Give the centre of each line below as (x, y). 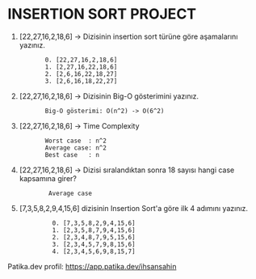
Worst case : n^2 (76, 141)
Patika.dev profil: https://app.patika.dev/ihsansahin (92, 266)
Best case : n (72, 154)
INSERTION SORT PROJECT (102, 14)
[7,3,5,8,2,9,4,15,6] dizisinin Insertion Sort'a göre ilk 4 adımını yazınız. (133, 208)
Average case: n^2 (76, 148)
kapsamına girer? (48, 178)
